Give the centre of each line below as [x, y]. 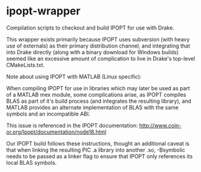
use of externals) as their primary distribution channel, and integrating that [98, 46]
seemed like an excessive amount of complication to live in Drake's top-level [101, 58]
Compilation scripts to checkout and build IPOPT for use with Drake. [90, 28]
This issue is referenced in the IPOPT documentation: [72, 125]
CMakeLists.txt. [25, 65]
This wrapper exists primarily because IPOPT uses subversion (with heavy [98, 39]
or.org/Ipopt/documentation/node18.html [56, 132]
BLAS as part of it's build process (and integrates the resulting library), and [99, 101]
